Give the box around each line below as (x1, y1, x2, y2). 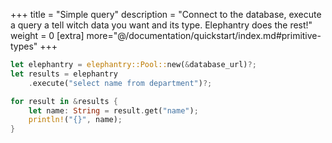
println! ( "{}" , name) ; (28, 115, 123, 125)
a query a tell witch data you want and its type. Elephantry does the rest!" (10, 19, 313, 31)
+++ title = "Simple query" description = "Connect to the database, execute (10, 9, 322, 20)
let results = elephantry (10, 69, 118, 79)
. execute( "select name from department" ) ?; (28, 78, 213, 88)
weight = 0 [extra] (10, 30, 85, 41)
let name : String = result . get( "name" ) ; (28, 105, 199, 116)
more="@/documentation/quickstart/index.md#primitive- (86, 30, 322, 41)
